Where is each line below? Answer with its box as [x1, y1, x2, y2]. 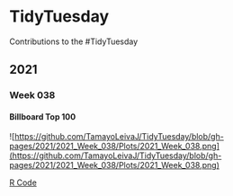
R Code [9, 177, 38, 188]
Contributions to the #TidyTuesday [9, 36, 139, 47]
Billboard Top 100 [9, 111, 76, 122]
